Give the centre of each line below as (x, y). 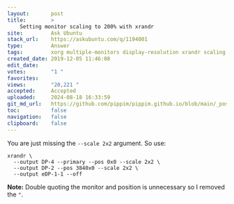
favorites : (23, 78)
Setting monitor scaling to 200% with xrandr (87, 26)
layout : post (36, 14)
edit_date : (23, 65)
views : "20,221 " (43, 85)
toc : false (37, 110)
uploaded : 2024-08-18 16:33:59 (59, 98)
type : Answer (39, 46)
